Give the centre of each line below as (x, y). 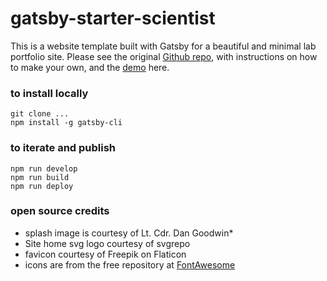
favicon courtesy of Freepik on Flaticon (105, 254)
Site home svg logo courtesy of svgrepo (107, 243)
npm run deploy (42, 186)
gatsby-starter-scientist (113, 18)
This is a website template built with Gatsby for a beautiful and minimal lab (163, 46)
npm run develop (44, 168)
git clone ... (40, 114)
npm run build (40, 177)
